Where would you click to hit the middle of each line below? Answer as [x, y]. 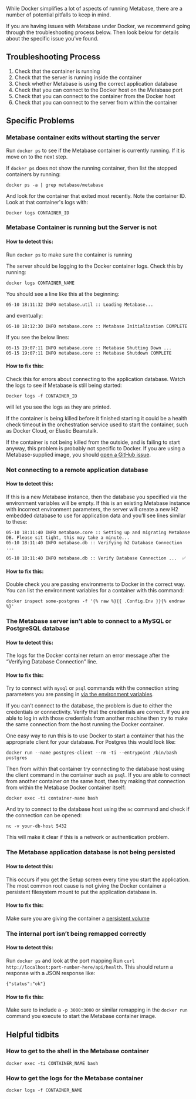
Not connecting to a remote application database [77, 470]
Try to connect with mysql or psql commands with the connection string [92, 688]
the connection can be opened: [44, 815]
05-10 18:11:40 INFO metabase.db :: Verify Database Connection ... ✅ [96, 558]
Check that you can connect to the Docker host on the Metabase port [99, 90]
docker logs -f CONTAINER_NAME [44, 1090]
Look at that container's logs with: [47, 202]
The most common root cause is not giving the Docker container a [86, 885]
